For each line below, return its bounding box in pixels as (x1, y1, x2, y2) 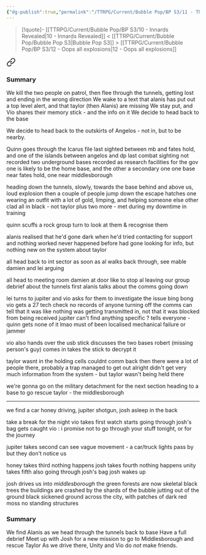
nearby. (6, 133, 26, 141)
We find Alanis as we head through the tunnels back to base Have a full (6, 529, 187, 536)
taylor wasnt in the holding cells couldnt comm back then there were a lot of (6, 357, 199, 364)
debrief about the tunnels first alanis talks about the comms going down (6, 282, 188, 290)
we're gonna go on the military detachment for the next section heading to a (6, 382, 199, 390)
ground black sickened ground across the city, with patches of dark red (6, 493, 187, 500)
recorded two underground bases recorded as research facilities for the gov (6, 158, 199, 165)
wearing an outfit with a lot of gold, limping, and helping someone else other (6, 196, 199, 203)
